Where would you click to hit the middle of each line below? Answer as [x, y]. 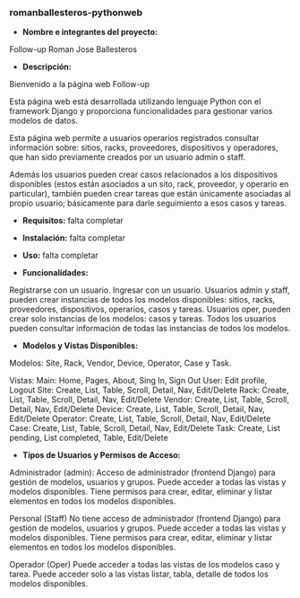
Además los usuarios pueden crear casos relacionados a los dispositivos [143, 175]
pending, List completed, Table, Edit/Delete [89, 438]
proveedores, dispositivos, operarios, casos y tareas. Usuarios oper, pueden [150, 309]
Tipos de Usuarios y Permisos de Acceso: [101, 455]
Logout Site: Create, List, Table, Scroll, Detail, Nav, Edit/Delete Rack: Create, [149, 390]
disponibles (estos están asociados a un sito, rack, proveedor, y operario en [149, 184]
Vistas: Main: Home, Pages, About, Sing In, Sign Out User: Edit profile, [138, 381]
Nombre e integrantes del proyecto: [90, 32]
